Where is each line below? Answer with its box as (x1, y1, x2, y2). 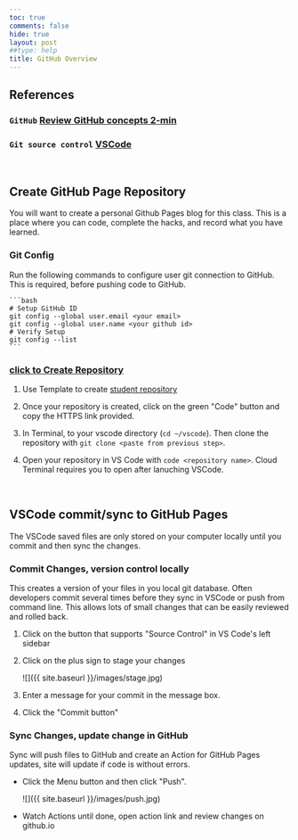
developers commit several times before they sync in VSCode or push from (9, 592, 285, 603)
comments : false (9, 21, 69, 30)
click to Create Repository (9, 363, 125, 375)
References (9, 87, 75, 103)
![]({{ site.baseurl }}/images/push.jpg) (21, 794, 161, 804)
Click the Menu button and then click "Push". (21, 777, 187, 787)
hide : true (9, 29, 50, 38)
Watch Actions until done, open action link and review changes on (21, 811, 264, 821)
